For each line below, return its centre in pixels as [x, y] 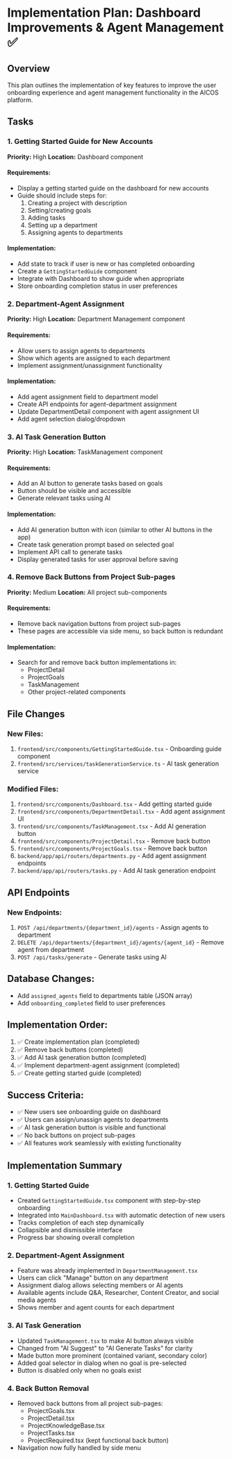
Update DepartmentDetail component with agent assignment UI [108, 411]
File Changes [36, 714]
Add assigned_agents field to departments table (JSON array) [105, 995]
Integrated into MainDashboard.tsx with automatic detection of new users [121, 1215]
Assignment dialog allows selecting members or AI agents [100, 1285]
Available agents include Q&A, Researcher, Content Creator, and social [118, 1293]
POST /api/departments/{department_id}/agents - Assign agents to [113, 927]
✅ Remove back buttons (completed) [70, 1049]
